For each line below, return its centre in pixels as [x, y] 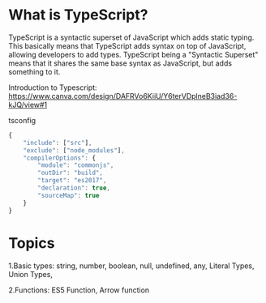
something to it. [34, 71]
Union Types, [30, 274]
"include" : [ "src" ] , [58, 143]
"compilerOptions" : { [59, 158]
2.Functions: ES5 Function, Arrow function [79, 290]
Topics [32, 243]
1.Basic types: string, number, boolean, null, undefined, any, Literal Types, [131, 266]
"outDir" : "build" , [71, 173]
